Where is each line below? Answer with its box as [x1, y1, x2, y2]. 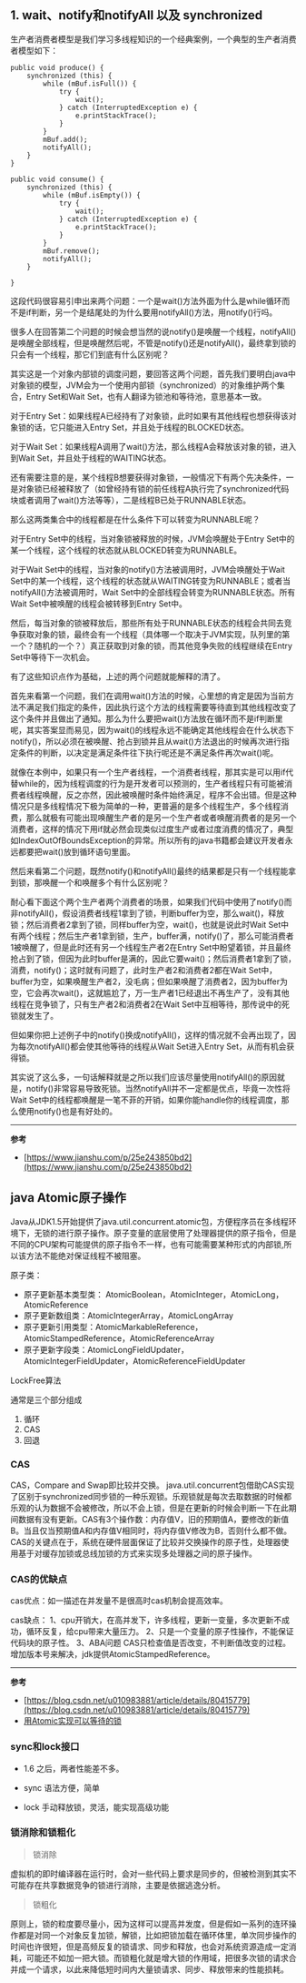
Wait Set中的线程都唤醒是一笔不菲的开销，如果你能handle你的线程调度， [10, 1094, 282, 1105]
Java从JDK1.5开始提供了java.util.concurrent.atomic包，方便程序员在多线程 [10, 1215, 289, 1226]
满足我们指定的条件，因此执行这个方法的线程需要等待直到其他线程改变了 [25, 701, 297, 712]
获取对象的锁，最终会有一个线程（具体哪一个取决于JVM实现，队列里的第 [17, 628, 291, 639]
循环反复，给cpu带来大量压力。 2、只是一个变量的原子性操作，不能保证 [25, 1626, 294, 1637]
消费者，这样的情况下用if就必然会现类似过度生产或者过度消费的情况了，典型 [10, 823, 294, 834]
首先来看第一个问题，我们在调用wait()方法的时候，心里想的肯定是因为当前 [10, 690, 287, 701]
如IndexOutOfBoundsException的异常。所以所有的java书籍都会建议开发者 [10, 835, 285, 846]
